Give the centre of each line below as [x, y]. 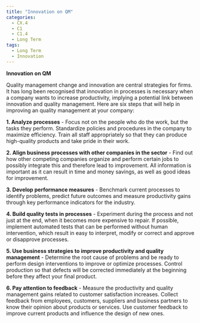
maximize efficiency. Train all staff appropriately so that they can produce [97, 135]
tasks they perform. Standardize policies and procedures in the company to [99, 128]
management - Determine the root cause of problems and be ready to [93, 257]
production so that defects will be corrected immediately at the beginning [96, 270]
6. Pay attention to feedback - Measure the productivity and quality [90, 288]
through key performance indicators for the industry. [71, 202]
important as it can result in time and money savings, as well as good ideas [99, 172]
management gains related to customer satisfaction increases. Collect [92, 294]
